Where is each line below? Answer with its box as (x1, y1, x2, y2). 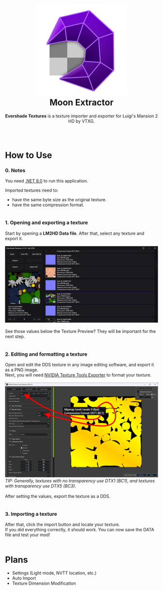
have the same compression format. (12, 202, 84, 208)
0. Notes (5, 167, 26, 174)
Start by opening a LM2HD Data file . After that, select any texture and (5, 230, 145, 236)
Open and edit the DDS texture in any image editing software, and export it (5, 362, 154, 368)
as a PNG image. (5, 367, 39, 373)
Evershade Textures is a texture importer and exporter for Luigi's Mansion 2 (5, 113, 158, 119)
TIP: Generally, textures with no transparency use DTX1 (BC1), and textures (5, 478, 155, 484)
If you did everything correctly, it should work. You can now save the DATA (5, 527, 154, 533)
